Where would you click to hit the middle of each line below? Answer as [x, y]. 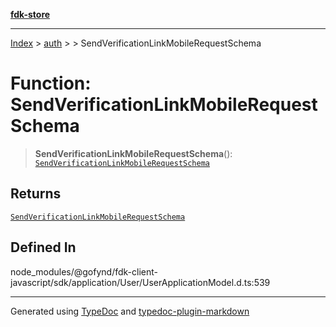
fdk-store [30, 14]
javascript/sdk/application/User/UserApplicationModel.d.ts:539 [140, 282]
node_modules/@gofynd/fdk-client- [84, 271]
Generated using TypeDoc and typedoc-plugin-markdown [130, 311]
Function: [51, 83]
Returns [36, 194]
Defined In [43, 247]
